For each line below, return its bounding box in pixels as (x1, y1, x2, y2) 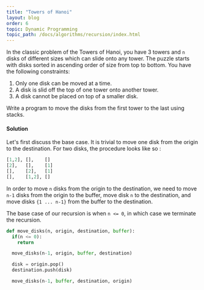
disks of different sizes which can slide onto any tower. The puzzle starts (6, 55, 190, 62)
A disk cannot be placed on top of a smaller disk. (15, 93, 139, 100)
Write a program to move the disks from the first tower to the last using (6, 104, 185, 112)
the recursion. (6, 216, 42, 223)
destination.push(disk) (12, 267, 72, 274)
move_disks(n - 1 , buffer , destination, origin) (12, 278, 133, 285)
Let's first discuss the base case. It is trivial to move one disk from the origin (6, 139, 199, 146)
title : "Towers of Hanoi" (6, 9, 72, 15)
